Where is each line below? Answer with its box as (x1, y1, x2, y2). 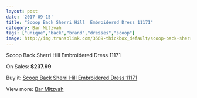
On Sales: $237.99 (6, 63, 52, 70)
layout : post (6, 8, 38, 15)
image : (6, 36, 22, 41)
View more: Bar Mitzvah (6, 86, 64, 92)
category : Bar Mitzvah (6, 24, 62, 31)
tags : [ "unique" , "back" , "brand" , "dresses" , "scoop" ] (6, 30, 135, 36)
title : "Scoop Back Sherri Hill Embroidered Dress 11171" (6, 19, 154, 25)
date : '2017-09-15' (6, 14, 54, 20)
